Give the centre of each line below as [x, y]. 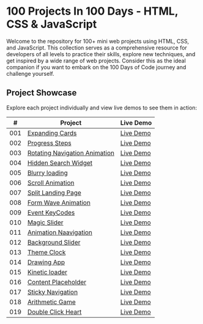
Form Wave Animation [59, 202]
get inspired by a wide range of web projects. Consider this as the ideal [96, 61]
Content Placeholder [57, 282]
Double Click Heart [54, 312]
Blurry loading [48, 172]
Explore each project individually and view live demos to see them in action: [102, 108]
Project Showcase [42, 93]
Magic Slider [45, 223]
